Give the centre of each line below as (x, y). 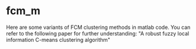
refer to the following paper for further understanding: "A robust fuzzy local (98, 33)
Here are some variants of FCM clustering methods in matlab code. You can (98, 27)
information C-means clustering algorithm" (58, 40)
